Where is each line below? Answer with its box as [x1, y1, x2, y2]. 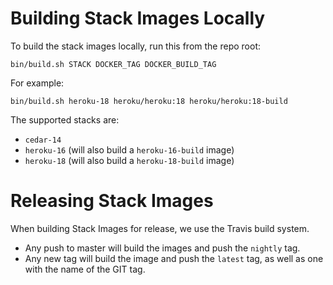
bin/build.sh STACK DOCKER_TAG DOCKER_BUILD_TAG [10, 59, 217, 69]
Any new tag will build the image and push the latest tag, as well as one [24, 252, 324, 264]
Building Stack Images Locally [10, 7, 266, 30]
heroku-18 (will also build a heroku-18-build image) [24, 154, 235, 166]
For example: [10, 77, 65, 89]
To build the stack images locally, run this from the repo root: [10, 40, 261, 52]
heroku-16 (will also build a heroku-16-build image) [24, 143, 235, 156]
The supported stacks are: [10, 113, 120, 126]
